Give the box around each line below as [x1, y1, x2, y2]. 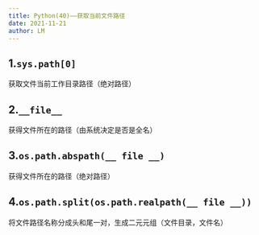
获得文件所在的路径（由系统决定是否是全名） [8, 126, 157, 134]
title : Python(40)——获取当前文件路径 [8, 11, 126, 20]
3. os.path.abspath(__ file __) [8, 149, 165, 163]
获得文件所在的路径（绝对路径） [8, 171, 115, 181]
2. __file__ [8, 102, 63, 117]
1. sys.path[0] [8, 56, 77, 70]
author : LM [8, 27, 45, 35]
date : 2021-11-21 [8, 19, 67, 27]
